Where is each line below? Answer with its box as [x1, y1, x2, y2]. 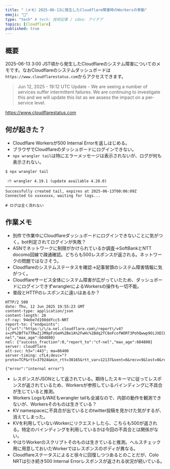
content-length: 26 [5, 313, 47, 318]
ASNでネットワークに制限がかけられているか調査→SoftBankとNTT [12, 245, 152, 251]
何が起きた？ [5, 125, 46, 134]
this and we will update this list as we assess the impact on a [17, 94, 145, 100]
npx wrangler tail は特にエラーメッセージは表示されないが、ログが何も [12, 153, 162, 159]
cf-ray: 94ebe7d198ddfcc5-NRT [5, 317, 69, 322]
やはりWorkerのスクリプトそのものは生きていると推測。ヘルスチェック [12, 439, 161, 445]
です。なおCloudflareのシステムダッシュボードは [9, 67, 111, 73]
